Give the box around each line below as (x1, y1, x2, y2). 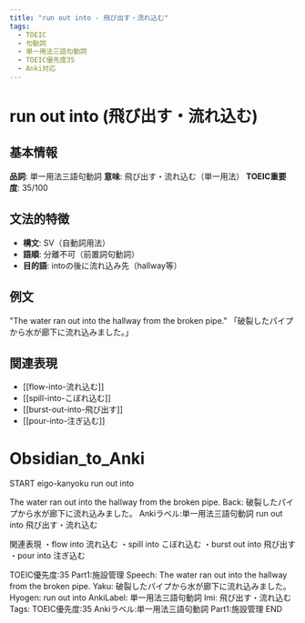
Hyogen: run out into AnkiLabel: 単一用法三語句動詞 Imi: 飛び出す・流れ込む (9, 592, 292, 603)
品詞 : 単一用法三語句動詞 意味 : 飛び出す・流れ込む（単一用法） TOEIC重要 (9, 170, 287, 182)
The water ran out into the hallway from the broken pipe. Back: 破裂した (9, 497, 279, 507)
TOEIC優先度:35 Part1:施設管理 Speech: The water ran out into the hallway (9, 569, 288, 580)
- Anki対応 (17, 65, 56, 74)
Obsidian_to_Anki (9, 447, 146, 468)
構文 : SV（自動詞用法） (22, 237, 111, 248)
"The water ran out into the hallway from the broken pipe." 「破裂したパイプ (9, 315, 294, 326)
